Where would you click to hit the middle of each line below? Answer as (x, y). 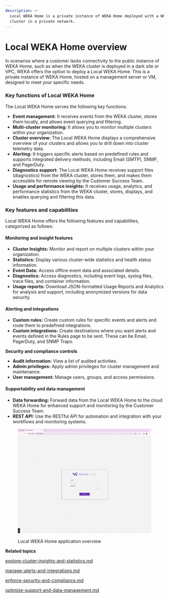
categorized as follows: (29, 226)
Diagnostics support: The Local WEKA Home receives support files (83, 170)
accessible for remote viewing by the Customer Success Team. (78, 181)
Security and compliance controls (41, 352)
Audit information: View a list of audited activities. (65, 361)
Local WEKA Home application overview (60, 541)
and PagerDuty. (29, 165)
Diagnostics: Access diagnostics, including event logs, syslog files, (82, 276)
